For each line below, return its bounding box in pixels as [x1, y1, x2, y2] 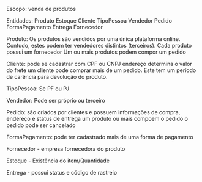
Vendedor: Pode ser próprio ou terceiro [6, 97, 105, 104]
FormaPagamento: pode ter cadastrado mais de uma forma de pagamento [6, 134, 194, 140]
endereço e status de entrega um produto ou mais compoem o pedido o [6, 115, 189, 122]
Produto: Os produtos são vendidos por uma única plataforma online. [6, 35, 181, 42]
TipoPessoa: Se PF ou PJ [6, 85, 69, 92]
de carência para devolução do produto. [6, 73, 108, 80]
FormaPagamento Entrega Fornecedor [6, 24, 103, 31]
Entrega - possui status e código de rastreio [6, 169, 118, 176]
